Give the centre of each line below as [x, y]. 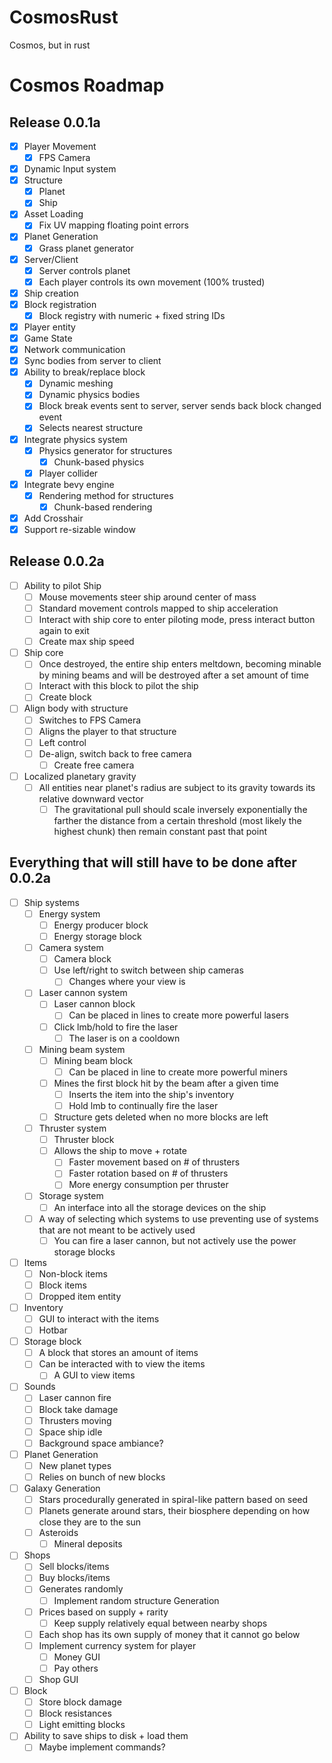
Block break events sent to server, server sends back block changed [180, 406]
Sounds [39, 1387]
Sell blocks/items [74, 1567]
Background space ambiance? [101, 1443]
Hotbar [53, 1330]
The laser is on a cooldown [124, 1038]
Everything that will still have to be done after [153, 862]
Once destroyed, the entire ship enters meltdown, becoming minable [180, 664]
